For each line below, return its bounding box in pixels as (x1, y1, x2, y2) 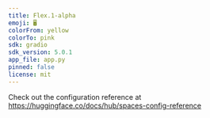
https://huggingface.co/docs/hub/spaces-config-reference (8, 101, 202, 110)
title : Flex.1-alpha (8, 11, 77, 20)
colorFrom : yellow (8, 26, 69, 34)
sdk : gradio (8, 41, 48, 49)
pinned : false (8, 63, 55, 71)
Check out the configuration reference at (8, 92, 142, 101)
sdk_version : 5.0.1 (8, 48, 73, 56)
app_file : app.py (8, 56, 66, 64)
